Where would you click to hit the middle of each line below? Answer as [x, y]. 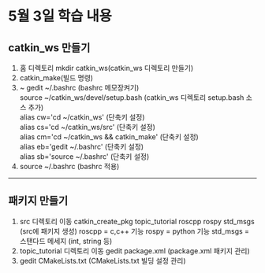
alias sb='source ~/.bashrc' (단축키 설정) [84, 157]
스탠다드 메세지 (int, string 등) [66, 241]
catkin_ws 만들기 [49, 48]
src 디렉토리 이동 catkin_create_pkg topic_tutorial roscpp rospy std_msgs [137, 221]
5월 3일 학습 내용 [60, 16]
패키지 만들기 [38, 201]
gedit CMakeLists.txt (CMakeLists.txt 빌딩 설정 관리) [103, 260]
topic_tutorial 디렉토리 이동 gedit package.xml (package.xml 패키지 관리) [134, 251]
